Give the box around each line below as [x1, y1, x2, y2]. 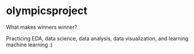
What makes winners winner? [6, 23, 77, 31]
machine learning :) [6, 41, 53, 48]
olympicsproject [6, 4, 88, 18]
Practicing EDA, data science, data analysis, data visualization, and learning [6, 35, 189, 42]
